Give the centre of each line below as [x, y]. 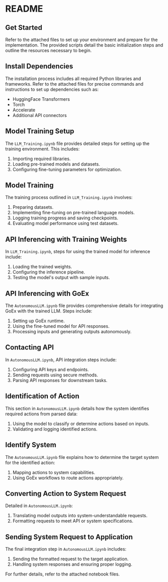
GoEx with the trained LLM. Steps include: [49, 311]
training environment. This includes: [42, 149]
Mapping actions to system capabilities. [54, 472]
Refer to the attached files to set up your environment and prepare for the [81, 40]
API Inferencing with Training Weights [66, 239]
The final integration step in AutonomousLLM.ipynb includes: [66, 549]
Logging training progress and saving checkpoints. [65, 218]
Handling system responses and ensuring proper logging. [72, 564]
